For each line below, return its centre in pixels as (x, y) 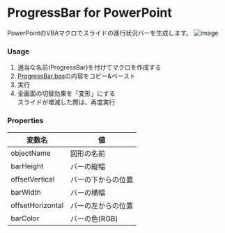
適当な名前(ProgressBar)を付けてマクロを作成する (89, 67)
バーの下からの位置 (102, 179)
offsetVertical (33, 179)
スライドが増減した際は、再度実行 (66, 102)
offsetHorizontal (37, 205)
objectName (31, 153)
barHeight (27, 166)
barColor (25, 218)
